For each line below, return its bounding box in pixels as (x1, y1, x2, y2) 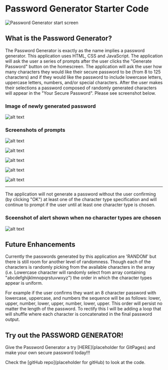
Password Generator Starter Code (5, 3, 149, 15)
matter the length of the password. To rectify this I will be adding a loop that (5, 306, 161, 312)
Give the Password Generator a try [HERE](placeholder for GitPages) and (5, 344, 156, 350)
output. (5, 316, 20, 322)
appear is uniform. (5, 280, 43, 286)
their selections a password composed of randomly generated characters (5, 85, 157, 91)
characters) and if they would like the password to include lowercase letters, (5, 74, 162, 80)
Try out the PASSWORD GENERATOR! (5, 331, 123, 339)
